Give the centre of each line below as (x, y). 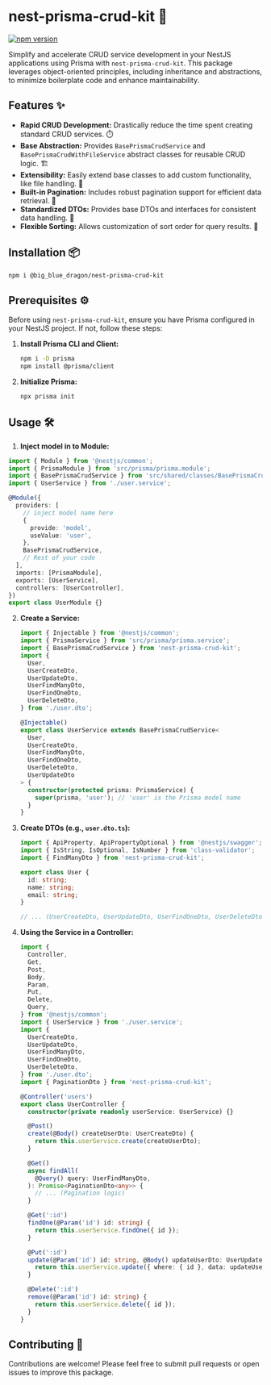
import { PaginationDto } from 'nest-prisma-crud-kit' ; (116, 1082)
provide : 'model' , (60, 528)
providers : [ (38, 506)
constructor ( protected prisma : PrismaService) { (111, 790)
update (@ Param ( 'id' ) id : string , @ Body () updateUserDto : (125, 1260)
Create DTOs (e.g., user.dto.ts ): (75, 828)
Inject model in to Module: (65, 446)
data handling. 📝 (47, 218)
